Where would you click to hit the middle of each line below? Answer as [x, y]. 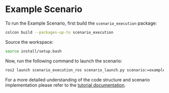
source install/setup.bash [33, 51]
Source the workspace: [29, 42]
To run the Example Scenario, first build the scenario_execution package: [81, 23]
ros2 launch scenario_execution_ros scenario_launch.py [65, 70]
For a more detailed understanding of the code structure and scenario [77, 79]
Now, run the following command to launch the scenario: [64, 61]
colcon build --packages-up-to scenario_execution [59, 32]
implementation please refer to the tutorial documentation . [66, 85]
